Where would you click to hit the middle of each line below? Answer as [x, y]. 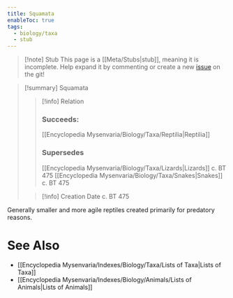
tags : [15, 27]
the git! [35, 75]
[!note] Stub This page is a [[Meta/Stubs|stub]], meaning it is [111, 59]
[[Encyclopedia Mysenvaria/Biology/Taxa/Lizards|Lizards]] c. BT [134, 167]
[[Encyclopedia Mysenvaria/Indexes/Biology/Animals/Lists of [104, 279]
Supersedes [63, 153]
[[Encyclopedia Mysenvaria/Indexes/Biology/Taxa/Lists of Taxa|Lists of [119, 265]
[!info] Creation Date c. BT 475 [85, 196]
